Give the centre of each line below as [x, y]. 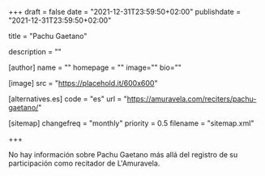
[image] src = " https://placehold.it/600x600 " [83, 83]
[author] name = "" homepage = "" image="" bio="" [95, 67]
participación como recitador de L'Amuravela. [84, 163]
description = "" [35, 52]
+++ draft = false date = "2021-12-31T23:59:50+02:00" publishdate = [125, 12]
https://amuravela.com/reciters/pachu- [192, 99]
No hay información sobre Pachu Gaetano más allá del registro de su [123, 155]
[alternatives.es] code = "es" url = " [68, 99]
